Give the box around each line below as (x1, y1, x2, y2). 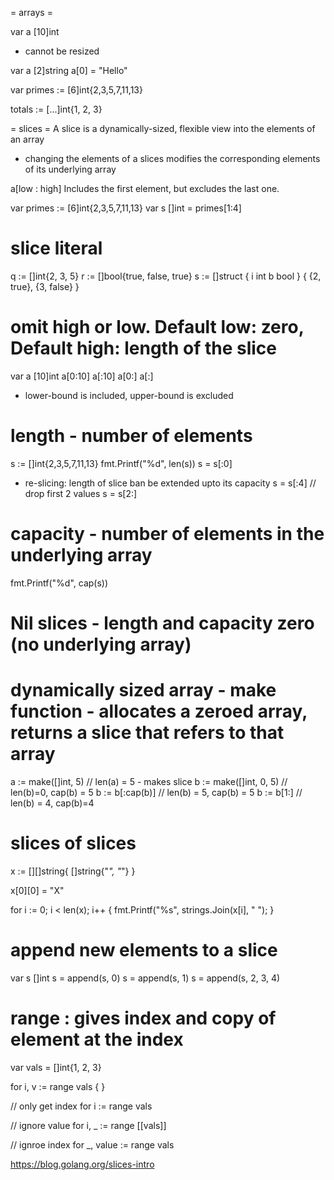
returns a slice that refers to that (10, 722, 285, 744)
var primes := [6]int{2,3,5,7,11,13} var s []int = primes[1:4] (10, 202, 242, 214)
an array (10, 133, 45, 145)
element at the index (10, 1028, 184, 1051)
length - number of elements (10, 425, 253, 447)
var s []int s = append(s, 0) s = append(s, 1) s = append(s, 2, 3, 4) (10, 972, 281, 984)
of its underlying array (24, 163, 117, 175)
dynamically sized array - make (10, 679, 277, 702)
